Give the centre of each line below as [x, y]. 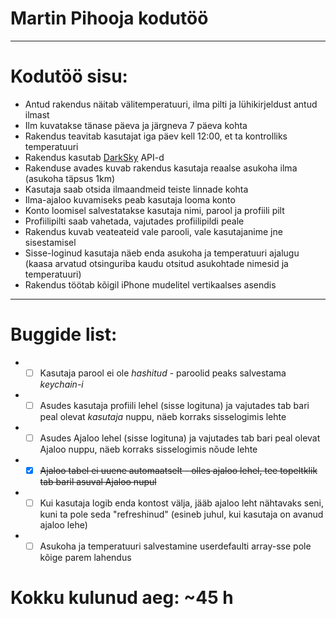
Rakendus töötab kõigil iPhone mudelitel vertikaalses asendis [150, 284]
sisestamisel [50, 242]
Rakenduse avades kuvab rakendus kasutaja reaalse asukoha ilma [161, 168]
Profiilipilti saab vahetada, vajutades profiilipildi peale [134, 221]
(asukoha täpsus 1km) [70, 178]
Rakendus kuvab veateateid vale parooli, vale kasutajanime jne [153, 231]
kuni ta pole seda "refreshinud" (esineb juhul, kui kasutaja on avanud [181, 514]
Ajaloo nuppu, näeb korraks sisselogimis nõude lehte [148, 449]
